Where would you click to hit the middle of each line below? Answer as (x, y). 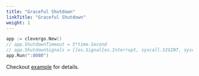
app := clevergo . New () (34, 39)
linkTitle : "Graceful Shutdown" (46, 17)
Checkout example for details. (43, 66)
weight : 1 (18, 23)
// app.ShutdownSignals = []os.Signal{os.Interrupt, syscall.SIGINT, (94, 50)
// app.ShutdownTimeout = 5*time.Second (57, 45)
